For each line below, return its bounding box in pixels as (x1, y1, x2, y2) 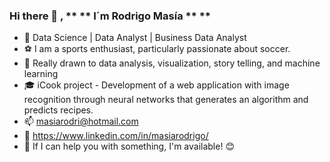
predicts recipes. (23, 104, 94, 116)
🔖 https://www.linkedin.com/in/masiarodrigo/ (23, 130, 209, 142)
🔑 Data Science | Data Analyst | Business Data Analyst (23, 32, 247, 44)
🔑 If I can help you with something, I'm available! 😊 (23, 140, 235, 153)
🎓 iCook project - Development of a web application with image (23, 79, 290, 91)
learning (23, 68, 59, 80)
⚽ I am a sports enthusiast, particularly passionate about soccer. (23, 43, 291, 55)
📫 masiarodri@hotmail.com (23, 115, 139, 128)
